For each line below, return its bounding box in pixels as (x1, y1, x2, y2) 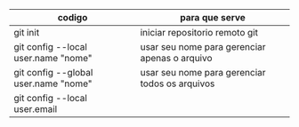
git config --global (13, 67, 93, 78)
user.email (13, 103, 58, 115)
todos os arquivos (140, 77, 215, 90)
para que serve (180, 12, 246, 23)
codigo (57, 12, 88, 23)
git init (13, 27, 40, 38)
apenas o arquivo (140, 52, 213, 64)
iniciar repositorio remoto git (140, 27, 258, 38)
